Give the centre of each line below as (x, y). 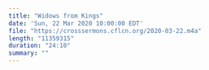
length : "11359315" (41, 38)
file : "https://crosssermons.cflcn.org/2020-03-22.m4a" (105, 31)
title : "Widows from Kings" (56, 16)
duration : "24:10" (39, 46)
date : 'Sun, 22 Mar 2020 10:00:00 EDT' (76, 23)
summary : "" (28, 53)
